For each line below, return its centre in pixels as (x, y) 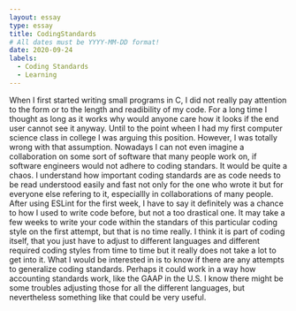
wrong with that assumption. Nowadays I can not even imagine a (127, 147)
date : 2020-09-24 (41, 50)
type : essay (31, 26)
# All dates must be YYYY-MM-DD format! (85, 42)
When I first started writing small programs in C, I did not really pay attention (148, 100)
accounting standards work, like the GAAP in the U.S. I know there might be (147, 278)
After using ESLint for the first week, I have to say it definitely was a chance (147, 203)
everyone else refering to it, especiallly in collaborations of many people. (141, 193)
